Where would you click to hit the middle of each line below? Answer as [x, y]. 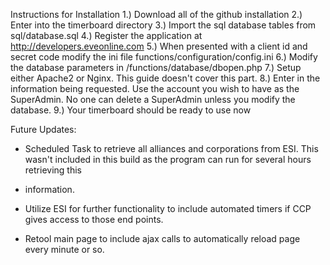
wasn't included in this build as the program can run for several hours [168, 159]
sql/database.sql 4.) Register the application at [106, 35]
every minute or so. [64, 249]
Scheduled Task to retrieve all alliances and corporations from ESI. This [171, 148]
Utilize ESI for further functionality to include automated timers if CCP [168, 208]
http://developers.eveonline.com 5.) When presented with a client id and [159, 46]
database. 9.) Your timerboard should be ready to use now [131, 110]
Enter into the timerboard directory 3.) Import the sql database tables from [163, 25]
